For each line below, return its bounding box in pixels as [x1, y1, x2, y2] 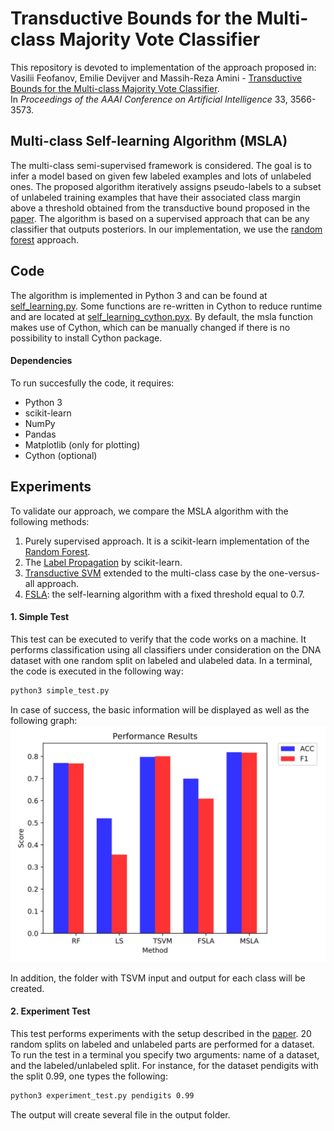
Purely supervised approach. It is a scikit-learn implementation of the [24, 535, 310, 547]
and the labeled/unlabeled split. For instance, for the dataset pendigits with [10, 1059, 319, 1071]
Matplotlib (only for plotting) [24, 438, 141, 451]
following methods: [10, 515, 90, 527]
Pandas [24, 428, 57, 440]
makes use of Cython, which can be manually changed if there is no [10, 321, 291, 333]
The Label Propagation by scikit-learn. [24, 556, 183, 568]
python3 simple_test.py [10, 685, 110, 696]
